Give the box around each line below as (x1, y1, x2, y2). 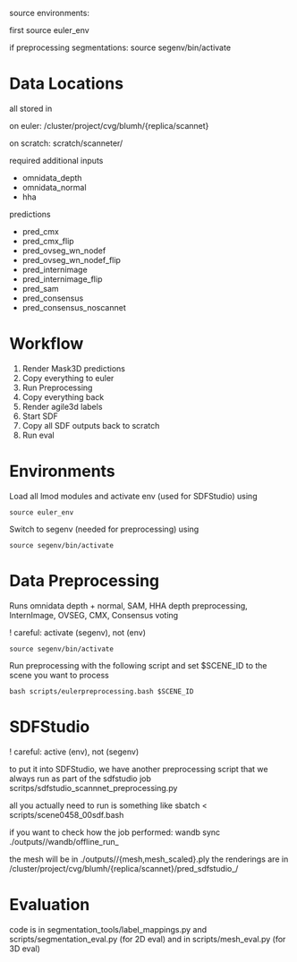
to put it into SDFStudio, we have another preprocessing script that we (9, 763, 268, 774)
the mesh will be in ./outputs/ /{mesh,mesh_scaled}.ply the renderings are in (9, 854, 289, 864)
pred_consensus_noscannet (21, 302, 127, 312)
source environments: (9, 8, 89, 18)
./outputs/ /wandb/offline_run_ (9, 836, 119, 847)
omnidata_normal (21, 182, 87, 192)
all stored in (9, 103, 53, 114)
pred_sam (21, 283, 60, 294)
